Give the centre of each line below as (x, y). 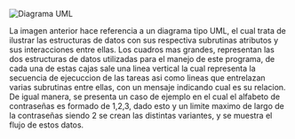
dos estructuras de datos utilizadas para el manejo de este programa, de (142, 59)
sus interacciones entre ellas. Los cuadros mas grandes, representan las (142, 50)
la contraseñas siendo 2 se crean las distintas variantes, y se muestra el (141, 116)
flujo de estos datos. (47, 125)
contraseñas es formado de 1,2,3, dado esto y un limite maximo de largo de (147, 106)
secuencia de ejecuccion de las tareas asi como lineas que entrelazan (137, 78)
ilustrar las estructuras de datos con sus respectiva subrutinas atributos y (144, 40)
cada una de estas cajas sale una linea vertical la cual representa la (132, 68)
